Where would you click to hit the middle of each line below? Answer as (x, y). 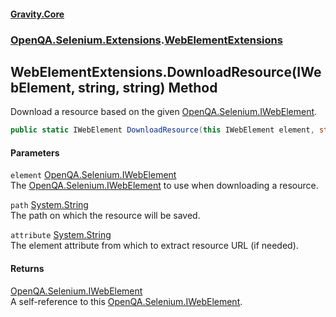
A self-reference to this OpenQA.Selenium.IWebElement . (126, 301)
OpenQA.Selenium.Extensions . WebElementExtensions (146, 40)
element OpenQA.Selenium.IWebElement (93, 175)
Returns (27, 268)
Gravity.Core (37, 14)
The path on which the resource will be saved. (105, 216)
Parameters (35, 152)
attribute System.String (61, 235)
